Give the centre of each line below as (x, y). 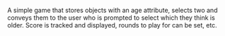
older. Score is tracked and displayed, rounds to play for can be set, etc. (112, 25)
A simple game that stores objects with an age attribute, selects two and (112, 10)
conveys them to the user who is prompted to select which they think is (111, 18)
